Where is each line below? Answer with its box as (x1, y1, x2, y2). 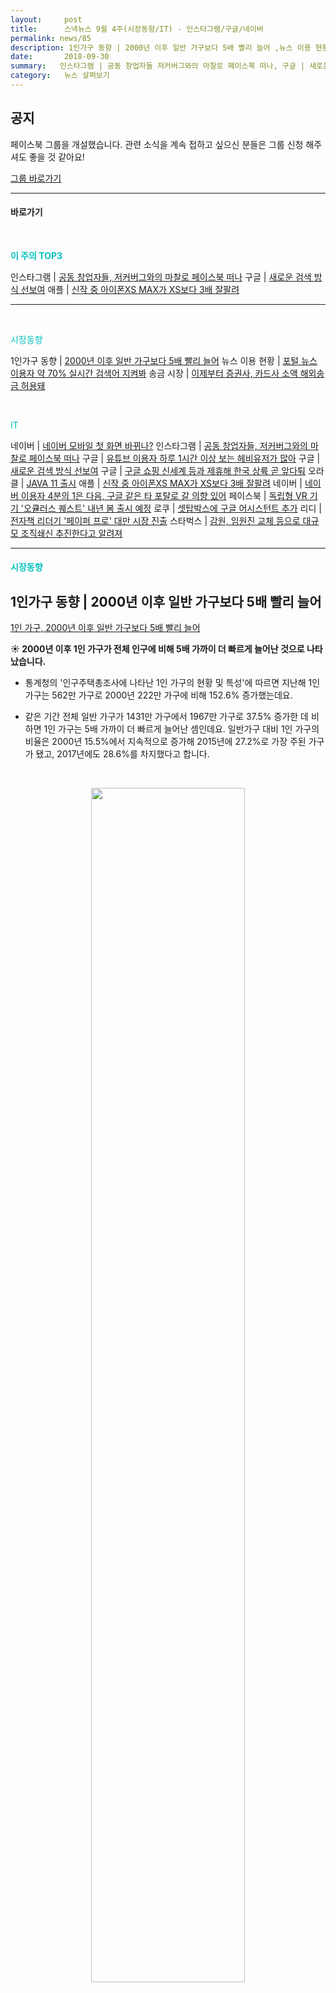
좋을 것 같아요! (28, 151, 85, 163)
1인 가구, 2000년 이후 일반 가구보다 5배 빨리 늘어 (10, 622, 201, 634)
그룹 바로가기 (10, 172, 62, 184)
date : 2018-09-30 (10, 52, 110, 62)
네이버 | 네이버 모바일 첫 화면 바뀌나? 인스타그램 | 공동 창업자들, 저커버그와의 (10, 439, 308, 451)
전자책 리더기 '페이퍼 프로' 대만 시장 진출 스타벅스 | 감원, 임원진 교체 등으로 (10, 514, 301, 526)
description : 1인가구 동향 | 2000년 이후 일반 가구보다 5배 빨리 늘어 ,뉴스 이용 (10, 42, 312, 53)
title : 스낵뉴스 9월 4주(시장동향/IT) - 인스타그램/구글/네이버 (10, 24, 264, 34)
